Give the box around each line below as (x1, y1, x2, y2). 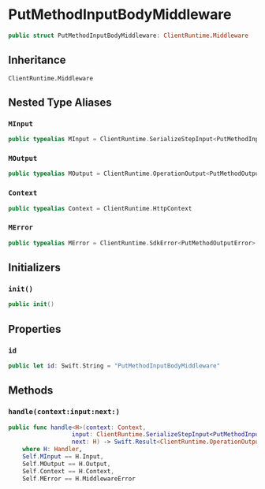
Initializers (8, 261, 62, 274)
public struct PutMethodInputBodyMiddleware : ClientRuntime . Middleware (8, 32, 248, 39)
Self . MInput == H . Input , (22, 453, 104, 461)
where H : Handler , (22, 446, 83, 454)
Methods (8, 384, 54, 398)
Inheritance (8, 54, 66, 67)
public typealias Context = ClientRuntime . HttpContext (8, 204, 192, 212)
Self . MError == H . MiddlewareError (22, 475, 136, 483)
